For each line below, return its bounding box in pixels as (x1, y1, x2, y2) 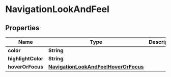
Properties (5, 24, 40, 32)
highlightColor (8, 55, 44, 62)
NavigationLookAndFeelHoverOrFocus (48, 63, 144, 70)
